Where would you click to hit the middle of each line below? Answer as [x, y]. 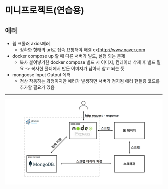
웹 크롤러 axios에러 [31, 43]
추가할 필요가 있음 [37, 87]
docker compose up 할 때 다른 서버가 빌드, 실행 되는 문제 [69, 56]
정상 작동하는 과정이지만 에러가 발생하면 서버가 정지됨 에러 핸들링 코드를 [90, 81]
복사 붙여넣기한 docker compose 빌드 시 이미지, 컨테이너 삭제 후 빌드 [88, 62]
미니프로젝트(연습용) [45, 10]
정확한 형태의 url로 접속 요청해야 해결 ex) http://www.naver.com [83, 50]
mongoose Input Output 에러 [41, 75]
